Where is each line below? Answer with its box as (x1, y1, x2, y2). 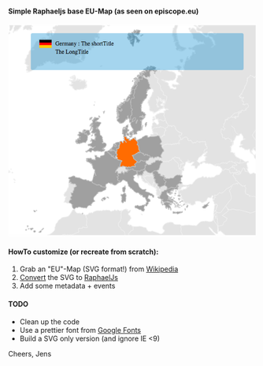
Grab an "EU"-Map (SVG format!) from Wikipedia (19, 264, 179, 274)
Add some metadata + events (19, 281, 116, 291)
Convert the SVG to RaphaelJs (19, 273, 118, 282)
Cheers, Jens (8, 349, 52, 358)
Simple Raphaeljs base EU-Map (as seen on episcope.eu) (8, 6, 199, 16)
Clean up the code (19, 316, 80, 327)
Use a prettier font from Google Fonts (19, 325, 142, 334)
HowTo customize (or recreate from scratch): (8, 247, 159, 256)
